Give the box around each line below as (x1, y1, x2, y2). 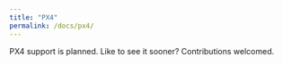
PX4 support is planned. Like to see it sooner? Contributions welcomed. (9, 45, 275, 56)
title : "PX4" (9, 12, 58, 22)
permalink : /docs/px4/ (9, 21, 94, 30)
